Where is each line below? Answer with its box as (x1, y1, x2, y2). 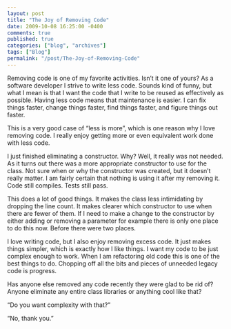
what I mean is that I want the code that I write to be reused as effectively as (7, 88, 224, 97)
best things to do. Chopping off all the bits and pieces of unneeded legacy (7, 259, 219, 268)
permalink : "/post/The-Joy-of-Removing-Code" (7, 55, 140, 62)
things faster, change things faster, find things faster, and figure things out (7, 103, 219, 111)
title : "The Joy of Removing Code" (7, 17, 110, 23)
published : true (7, 36, 54, 43)
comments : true (7, 29, 51, 37)
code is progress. (7, 266, 57, 275)
